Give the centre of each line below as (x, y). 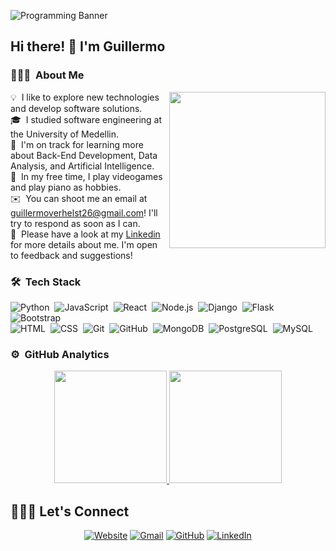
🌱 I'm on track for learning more (77, 144)
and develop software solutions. (76, 108)
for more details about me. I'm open (84, 244)
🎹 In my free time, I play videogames (86, 176)
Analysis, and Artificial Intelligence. (82, 166)
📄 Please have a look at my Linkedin (85, 234)
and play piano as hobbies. (66, 187)
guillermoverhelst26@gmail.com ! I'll (84, 212)
